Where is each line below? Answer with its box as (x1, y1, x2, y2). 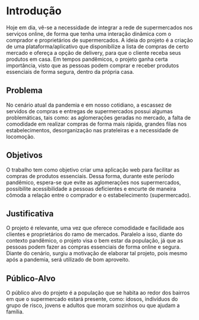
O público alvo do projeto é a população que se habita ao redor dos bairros (6, 289, 190, 296)
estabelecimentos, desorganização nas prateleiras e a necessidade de (6, 126, 179, 133)
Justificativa (6, 209, 54, 219)
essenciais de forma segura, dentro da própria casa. (6, 68, 135, 75)
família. (6, 308, 24, 315)
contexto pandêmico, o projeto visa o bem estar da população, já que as (6, 237, 184, 244)
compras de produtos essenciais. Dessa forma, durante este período (6, 172, 175, 179)
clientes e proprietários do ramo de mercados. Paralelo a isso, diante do (6, 231, 183, 238)
